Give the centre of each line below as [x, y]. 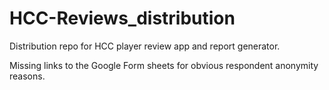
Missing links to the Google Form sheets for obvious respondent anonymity [164, 65]
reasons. [27, 76]
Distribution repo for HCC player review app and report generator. [145, 46]
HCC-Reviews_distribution [122, 18]
